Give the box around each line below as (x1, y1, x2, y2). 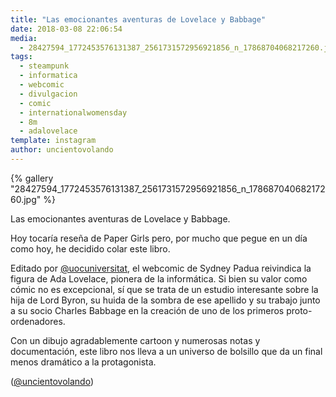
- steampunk (19, 61, 70, 71)
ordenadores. (10, 315, 66, 327)
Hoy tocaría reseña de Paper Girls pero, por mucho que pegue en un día (10, 232, 308, 244)
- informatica (19, 71, 78, 81)
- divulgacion (19, 89, 78, 99)
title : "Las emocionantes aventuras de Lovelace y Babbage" (10, 14, 267, 25)
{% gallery (10, 172, 54, 184)
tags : (10, 52, 33, 62)
